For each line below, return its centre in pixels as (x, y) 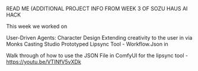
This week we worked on (37, 26)
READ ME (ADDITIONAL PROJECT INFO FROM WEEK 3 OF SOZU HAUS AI (97, 9)
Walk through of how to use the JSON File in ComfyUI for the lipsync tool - (97, 55)
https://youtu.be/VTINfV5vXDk (44, 62)
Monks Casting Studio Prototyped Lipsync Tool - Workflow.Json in (87, 44)
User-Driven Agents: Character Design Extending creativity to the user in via (99, 38)
